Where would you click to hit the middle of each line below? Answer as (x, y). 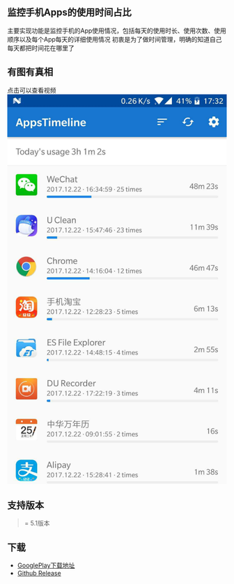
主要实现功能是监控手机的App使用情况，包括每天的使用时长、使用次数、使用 (117, 31)
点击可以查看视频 (32, 90)
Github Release (39, 574)
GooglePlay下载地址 (46, 565)
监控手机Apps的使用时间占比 (69, 13)
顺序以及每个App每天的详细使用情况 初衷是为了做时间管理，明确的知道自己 (115, 39)
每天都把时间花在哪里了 (41, 48)
